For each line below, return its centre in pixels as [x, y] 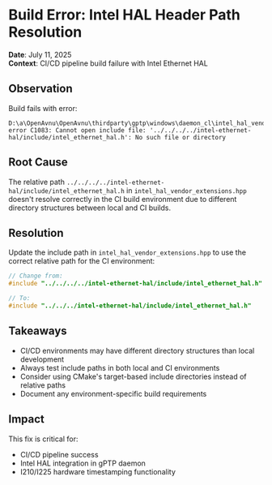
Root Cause [38, 163]
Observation [40, 89]
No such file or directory [181, 137]
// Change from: [36, 276]
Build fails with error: [43, 108]
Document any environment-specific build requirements [113, 393]
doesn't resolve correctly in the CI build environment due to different [123, 199]
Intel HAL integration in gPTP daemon [83, 463]
